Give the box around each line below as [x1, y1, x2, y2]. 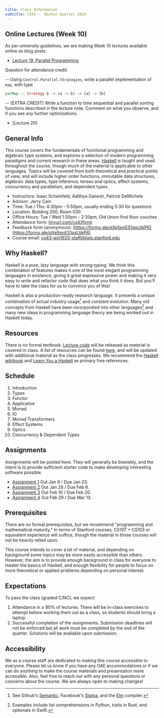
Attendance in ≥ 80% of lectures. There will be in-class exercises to [12, 604, 149, 610]
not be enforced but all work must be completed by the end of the [12, 625, 145, 631]
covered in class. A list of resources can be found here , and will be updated [5, 347, 157, 353]
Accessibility [5, 644, 46, 653]
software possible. [5, 469, 42, 475]
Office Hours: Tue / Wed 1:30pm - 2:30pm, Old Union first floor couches [12, 214, 157, 220]
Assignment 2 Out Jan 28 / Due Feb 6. [12, 484, 89, 490]
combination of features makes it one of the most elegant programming [5, 267, 149, 273]
